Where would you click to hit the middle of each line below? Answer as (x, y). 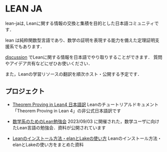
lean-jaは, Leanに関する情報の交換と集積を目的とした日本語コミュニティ (80, 23)
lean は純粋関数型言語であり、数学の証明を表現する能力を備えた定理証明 (80, 40)
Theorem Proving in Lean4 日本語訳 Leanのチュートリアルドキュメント (85, 104)
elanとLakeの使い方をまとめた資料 (48, 144)
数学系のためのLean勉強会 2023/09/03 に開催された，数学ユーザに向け (86, 121)
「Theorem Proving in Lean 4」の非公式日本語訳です (67, 110)
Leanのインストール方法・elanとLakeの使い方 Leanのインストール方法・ (87, 138)
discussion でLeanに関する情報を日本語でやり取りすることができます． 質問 (84, 57)
